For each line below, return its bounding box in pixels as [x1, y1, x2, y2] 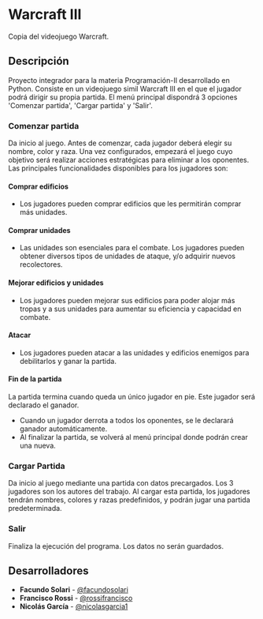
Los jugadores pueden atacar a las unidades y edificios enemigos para [19, 347, 250, 357]
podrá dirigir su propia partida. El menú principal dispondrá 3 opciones [8, 92, 238, 102]
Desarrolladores [8, 565, 89, 578]
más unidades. [19, 208, 68, 217]
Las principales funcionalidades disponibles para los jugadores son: [8, 163, 228, 173]
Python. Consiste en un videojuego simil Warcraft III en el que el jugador [8, 84, 243, 93]
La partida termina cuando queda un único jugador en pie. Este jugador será [8, 392, 256, 402]
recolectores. [19, 260, 63, 269]
